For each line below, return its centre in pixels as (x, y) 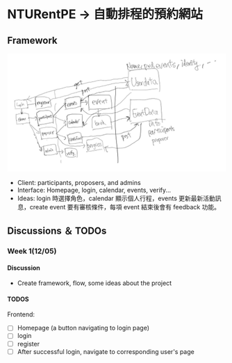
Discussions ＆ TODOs (57, 231)
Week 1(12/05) (32, 251)
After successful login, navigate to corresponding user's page (106, 351)
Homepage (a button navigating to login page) (83, 328)
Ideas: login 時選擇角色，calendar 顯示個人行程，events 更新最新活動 (116, 198)
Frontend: (21, 314)
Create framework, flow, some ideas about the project (94, 283)
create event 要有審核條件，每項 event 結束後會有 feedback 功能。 (125, 207)
